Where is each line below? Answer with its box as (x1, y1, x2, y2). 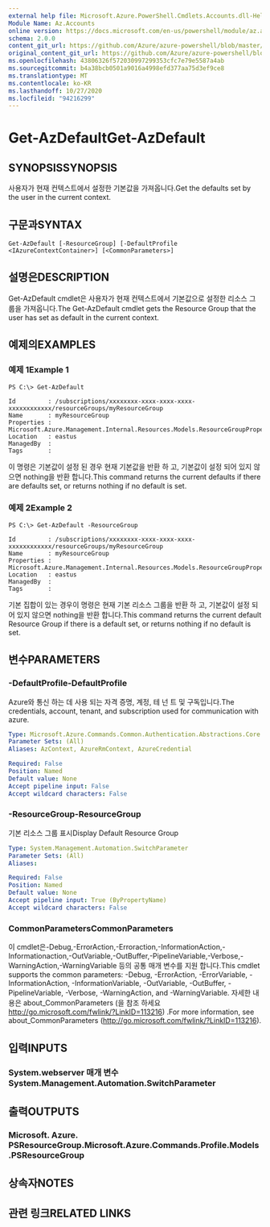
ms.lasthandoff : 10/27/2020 (8, 86, 103, 95)
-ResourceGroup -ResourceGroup (8, 809, 142, 820)
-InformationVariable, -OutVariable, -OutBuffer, (71, 979, 227, 988)
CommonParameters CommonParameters (8, 922, 174, 934)
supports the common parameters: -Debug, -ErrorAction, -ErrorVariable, (8, 970, 247, 980)
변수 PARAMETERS (8, 653, 100, 667)
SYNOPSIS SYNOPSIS (8, 160, 118, 174)
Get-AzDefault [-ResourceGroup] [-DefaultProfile (8, 239, 178, 248)
